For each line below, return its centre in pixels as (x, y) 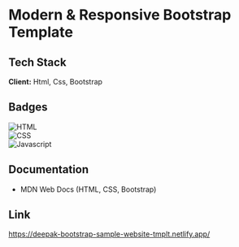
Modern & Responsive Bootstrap (120, 15)
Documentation (49, 169)
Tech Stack (37, 62)
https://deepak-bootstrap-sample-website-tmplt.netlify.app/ (109, 234)
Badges (28, 107)
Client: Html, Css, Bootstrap (56, 82)
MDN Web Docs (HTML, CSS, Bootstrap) (88, 189)
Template (41, 32)
